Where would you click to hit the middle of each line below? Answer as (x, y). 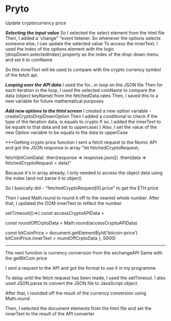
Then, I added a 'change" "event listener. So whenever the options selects (83, 38)
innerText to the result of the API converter (50, 313)
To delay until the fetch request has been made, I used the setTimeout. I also (85, 278)
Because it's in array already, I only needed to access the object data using (84, 173)
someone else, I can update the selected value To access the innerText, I (81, 43)
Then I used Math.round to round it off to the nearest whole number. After (82, 198)
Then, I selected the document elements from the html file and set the (78, 308)
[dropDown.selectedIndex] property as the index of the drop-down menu (82, 54)
